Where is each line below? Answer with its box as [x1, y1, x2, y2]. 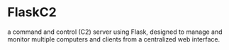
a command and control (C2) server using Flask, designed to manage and [7, 27, 223, 36]
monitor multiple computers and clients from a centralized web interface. [7, 35, 220, 43]
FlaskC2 [7, 4, 57, 20]
